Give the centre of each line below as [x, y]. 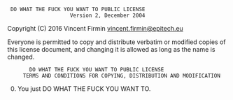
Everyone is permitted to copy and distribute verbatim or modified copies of [116, 42]
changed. [21, 57]
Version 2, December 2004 [107, 15]
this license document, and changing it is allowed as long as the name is [111, 49]
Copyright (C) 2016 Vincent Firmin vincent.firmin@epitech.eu [95, 28]
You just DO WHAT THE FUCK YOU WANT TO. [84, 89]
